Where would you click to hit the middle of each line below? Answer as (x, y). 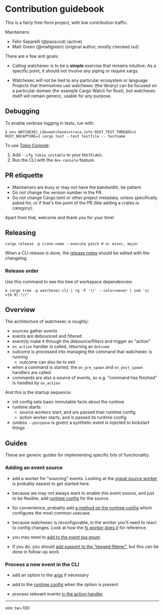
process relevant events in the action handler (58, 594)
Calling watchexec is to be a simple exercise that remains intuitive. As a (84, 66)
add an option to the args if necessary (51, 575)
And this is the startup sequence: (38, 393)
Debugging (22, 111)
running (20, 357)
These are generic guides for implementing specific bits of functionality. (78, 455)
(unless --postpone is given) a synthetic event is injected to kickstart (81, 423)
